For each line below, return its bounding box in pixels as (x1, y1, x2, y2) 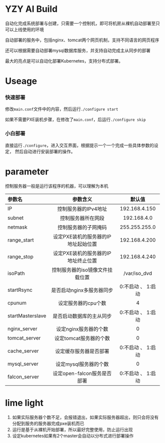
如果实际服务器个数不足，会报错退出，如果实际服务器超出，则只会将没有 (12, 414, 159, 420)
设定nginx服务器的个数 (56, 325, 109, 332)
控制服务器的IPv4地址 (57, 205, 107, 212)
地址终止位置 (67, 257, 97, 264)
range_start (7, 237, 34, 243)
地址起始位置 (67, 240, 97, 247)
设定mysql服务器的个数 (55, 361, 109, 368)
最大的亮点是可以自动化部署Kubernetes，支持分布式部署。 (5, 58, 123, 64)
